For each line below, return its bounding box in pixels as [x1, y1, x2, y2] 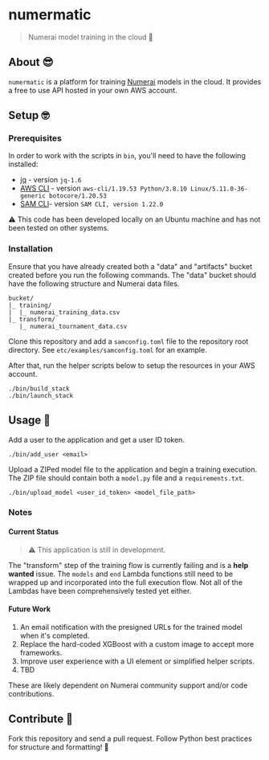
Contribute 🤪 [8, 713, 74, 726]
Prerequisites [8, 133, 62, 144]
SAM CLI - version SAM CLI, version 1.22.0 [19, 199, 164, 209]
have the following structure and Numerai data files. [8, 279, 180, 288]
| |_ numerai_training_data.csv [8, 308, 120, 317]
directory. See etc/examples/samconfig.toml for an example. [8, 345, 207, 354]
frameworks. [19, 648, 63, 657]
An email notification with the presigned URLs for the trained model [19, 622, 243, 631]
